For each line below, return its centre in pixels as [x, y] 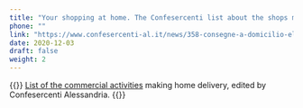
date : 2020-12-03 [42, 43]
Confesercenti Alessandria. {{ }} [68, 94]
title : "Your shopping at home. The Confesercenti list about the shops [149, 18]
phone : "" [28, 26]
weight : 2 [28, 59]
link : [19, 34]
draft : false [34, 51]
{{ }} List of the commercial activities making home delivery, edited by [138, 85]
